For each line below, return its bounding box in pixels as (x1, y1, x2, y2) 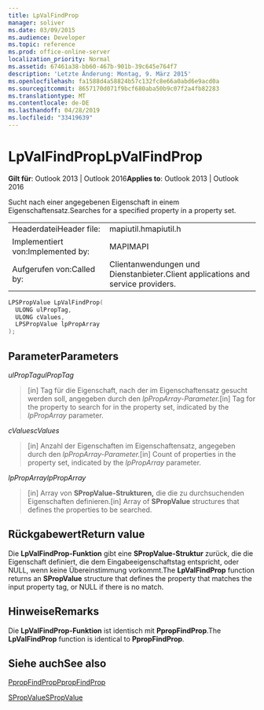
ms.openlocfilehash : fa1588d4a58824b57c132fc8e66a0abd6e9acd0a (8, 77, 220, 85)
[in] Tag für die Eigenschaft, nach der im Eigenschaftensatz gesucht (27, 386, 247, 395)
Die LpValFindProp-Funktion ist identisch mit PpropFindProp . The (8, 626, 222, 635)
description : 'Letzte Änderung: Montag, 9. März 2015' (8, 70, 192, 78)
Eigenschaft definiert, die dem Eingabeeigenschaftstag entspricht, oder (8, 557, 240, 566)
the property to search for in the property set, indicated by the (27, 403, 229, 411)
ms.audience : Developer (8, 33, 86, 42)
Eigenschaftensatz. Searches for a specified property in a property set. (8, 205, 236, 215)
